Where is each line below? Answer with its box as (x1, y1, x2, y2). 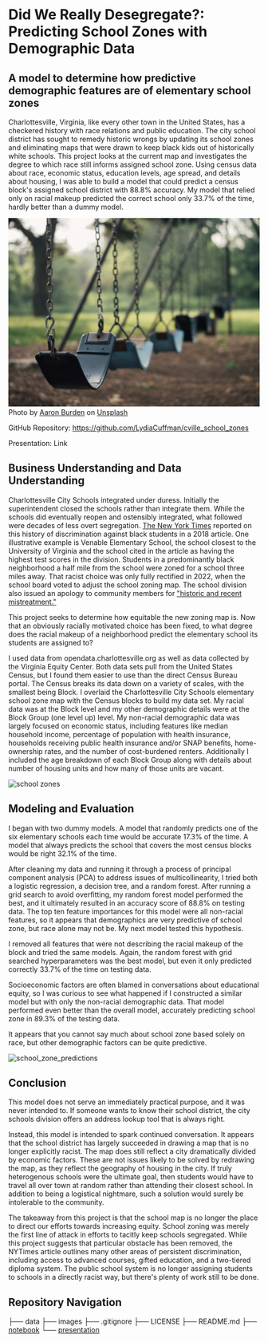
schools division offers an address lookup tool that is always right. (8, 1115, 226, 1124)
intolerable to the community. (8, 1198, 104, 1207)
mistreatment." (8, 597, 57, 606)
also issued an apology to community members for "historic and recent (8, 588, 242, 598)
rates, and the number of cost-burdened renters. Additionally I (44, 746, 249, 756)
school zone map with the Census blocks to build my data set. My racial (8, 696, 245, 705)
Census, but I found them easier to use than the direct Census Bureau (8, 670, 238, 680)
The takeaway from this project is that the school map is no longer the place (8, 1213, 258, 1222)
